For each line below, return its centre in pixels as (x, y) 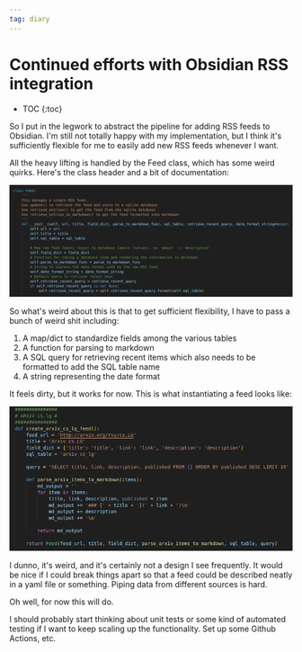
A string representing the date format (91, 377)
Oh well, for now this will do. (62, 602)
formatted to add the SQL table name (91, 367)
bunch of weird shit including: (64, 321)
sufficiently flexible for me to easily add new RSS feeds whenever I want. (144, 145)
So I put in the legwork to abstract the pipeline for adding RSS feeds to (140, 126)
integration (52, 83)
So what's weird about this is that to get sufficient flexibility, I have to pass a (150, 311)
